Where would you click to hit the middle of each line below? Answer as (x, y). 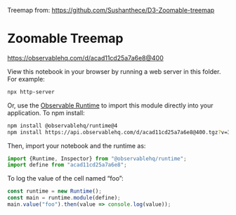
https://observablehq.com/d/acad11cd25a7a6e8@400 (85, 58)
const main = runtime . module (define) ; (64, 198)
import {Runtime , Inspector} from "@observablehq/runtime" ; (97, 158)
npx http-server (31, 92)
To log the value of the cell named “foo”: (66, 178)
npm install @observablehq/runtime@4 (63, 126)
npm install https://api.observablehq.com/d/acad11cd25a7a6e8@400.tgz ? (114, 132)
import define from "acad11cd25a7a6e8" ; (67, 165)
